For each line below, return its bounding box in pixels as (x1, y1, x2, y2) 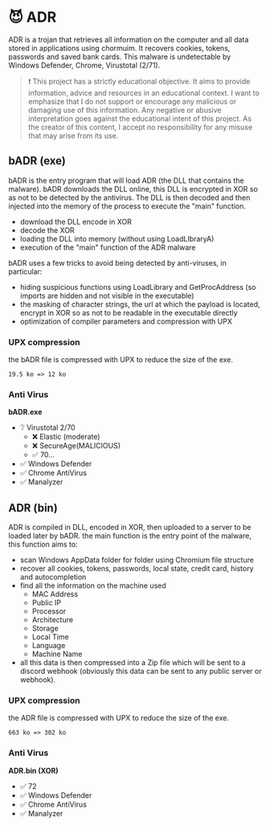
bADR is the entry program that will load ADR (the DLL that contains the (8, 176, 244, 185)
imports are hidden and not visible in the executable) (19, 291, 194, 300)
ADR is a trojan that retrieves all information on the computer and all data (8, 35, 249, 44)
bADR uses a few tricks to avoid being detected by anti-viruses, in (8, 258, 227, 267)
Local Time (31, 632, 70, 642)
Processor (31, 606, 67, 616)
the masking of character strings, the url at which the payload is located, (19, 299, 260, 309)
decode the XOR (19, 225, 75, 235)
